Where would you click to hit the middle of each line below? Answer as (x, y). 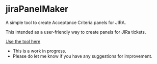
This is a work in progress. (39, 51)
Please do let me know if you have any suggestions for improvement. (82, 56)
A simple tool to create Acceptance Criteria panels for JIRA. (66, 22)
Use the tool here (23, 41)
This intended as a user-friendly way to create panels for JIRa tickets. (76, 32)
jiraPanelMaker (37, 9)
